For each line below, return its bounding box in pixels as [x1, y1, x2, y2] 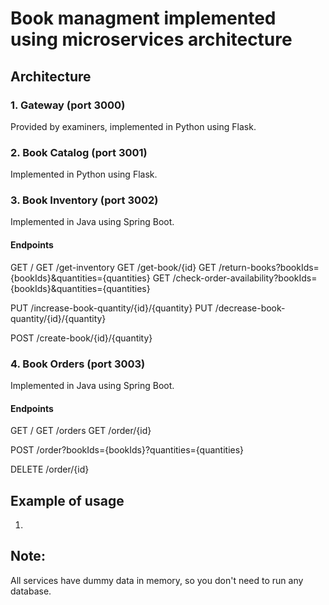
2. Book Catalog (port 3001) [10, 145, 148, 159]
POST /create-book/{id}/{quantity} [10, 332, 153, 344]
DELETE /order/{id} [10, 463, 90, 476]
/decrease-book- [214, 302, 286, 314]
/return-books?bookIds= [218, 261, 320, 273]
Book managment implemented [10, 7, 277, 30]
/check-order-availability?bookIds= [172, 272, 318, 284]
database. [10, 585, 52, 597]
